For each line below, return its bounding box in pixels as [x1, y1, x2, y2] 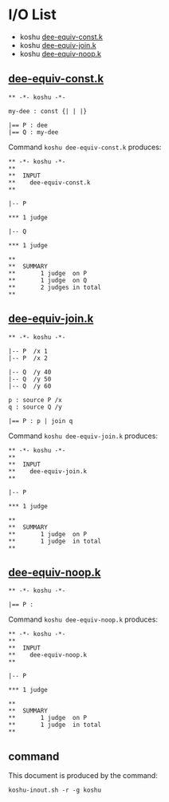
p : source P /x [8, 396, 62, 404]
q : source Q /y [8, 403, 62, 411]
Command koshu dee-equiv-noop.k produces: [8, 614, 158, 624]
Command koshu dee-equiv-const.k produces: [8, 142, 162, 152]
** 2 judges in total [8, 283, 102, 291]
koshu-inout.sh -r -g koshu [8, 786, 102, 795]
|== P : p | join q [8, 417, 73, 425]
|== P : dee [8, 121, 48, 129]
